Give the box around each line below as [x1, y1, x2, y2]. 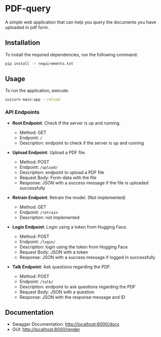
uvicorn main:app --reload [5, 97, 60, 102]
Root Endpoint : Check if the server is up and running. [12, 120, 121, 126]
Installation [5, 39, 40, 47]
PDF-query [5, 3, 51, 14]
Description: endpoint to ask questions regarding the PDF [19, 284, 136, 289]
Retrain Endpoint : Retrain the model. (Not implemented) [12, 194, 126, 200]
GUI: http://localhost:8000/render [12, 327, 80, 333]
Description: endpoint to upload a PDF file [19, 169, 105, 175]
